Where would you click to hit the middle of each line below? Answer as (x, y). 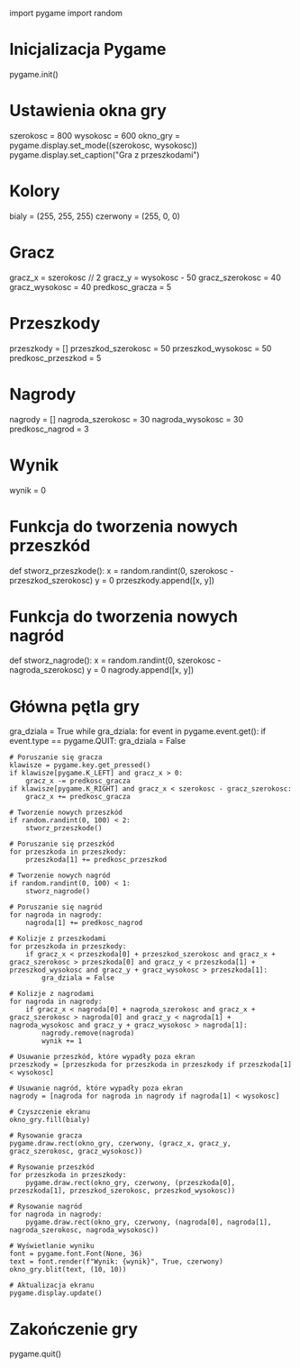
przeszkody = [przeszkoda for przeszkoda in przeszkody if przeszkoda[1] (151, 1065)
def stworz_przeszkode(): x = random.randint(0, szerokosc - (122, 570)
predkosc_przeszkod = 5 (55, 358)
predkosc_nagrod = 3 (49, 429)
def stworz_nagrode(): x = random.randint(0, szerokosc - (115, 660)
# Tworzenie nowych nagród (60, 876)
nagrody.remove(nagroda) (88, 1033)
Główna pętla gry (75, 707)
